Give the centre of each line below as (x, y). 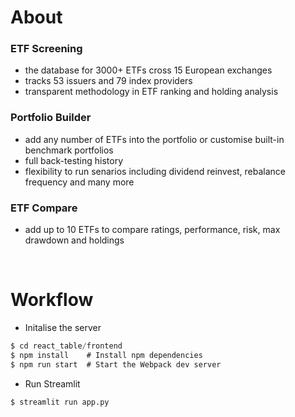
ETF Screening (46, 49)
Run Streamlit (52, 383)
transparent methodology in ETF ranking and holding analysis (151, 92)
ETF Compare (44, 208)
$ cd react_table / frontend (66, 346)
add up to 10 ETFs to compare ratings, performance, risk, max (152, 230)
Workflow (52, 300)
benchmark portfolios (69, 150)
